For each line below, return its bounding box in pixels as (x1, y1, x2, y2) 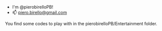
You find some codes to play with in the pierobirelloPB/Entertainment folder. (5, 21, 158, 26)
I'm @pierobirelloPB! (12, 4, 54, 10)
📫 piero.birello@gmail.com (12, 10, 67, 15)
